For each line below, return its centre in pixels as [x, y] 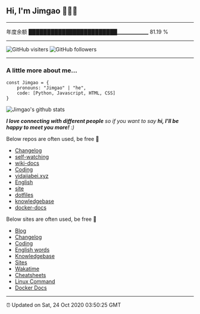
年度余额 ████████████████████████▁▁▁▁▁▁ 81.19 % [87, 32]
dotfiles [24, 195]
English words [32, 250]
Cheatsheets [30, 275]
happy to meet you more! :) [40, 127]
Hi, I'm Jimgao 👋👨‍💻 [42, 11]
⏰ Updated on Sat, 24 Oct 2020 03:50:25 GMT [64, 305]
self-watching [32, 157]
